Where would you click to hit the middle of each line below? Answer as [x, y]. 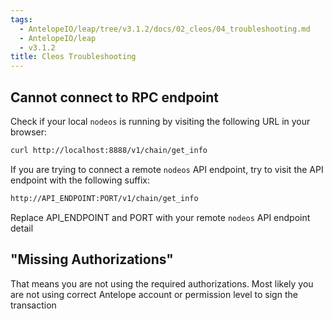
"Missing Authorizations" [92, 259]
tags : [21, 19]
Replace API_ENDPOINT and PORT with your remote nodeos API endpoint [160, 217]
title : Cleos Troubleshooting [73, 57]
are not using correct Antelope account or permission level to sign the [154, 294]
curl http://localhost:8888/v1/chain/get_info [109, 150]
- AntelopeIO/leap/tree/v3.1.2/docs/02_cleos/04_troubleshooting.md [165, 29]
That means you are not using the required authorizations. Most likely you [162, 283]
